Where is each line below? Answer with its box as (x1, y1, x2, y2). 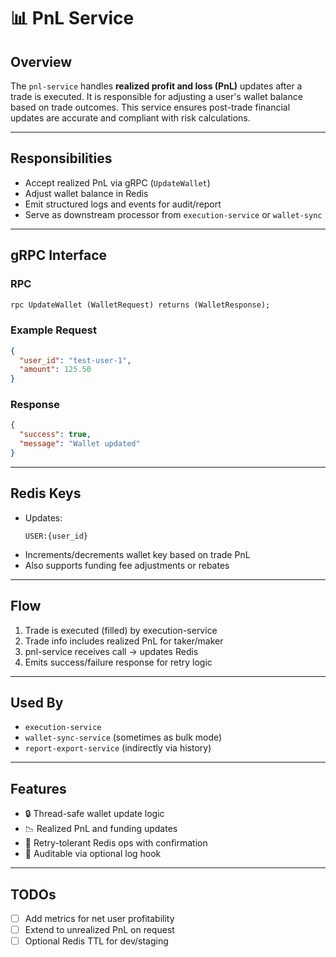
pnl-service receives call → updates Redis (24, 645, 199, 657)
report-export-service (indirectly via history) (24, 742, 212, 754)
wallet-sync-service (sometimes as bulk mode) (24, 731, 223, 744)
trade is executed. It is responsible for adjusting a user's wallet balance (10, 91, 303, 102)
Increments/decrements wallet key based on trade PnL (24, 548, 251, 560)
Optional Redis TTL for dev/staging (24, 935, 169, 947)
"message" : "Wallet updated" (19, 439, 141, 449)
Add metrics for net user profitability (24, 913, 175, 925)
